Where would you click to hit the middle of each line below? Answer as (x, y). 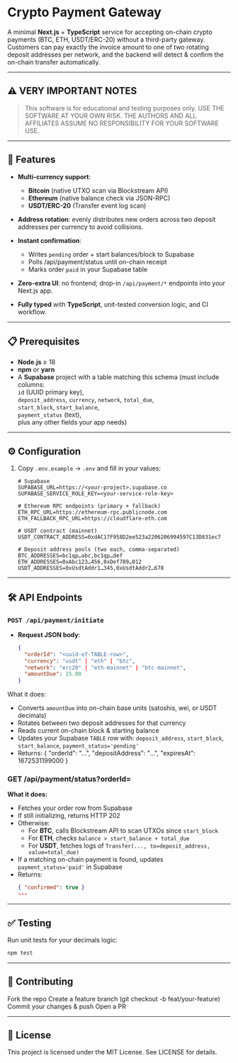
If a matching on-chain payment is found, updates (91, 860)
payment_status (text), (50, 415)
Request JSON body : (49, 634)
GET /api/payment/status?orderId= (69, 779)
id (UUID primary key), (51, 392)
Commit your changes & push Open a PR (67, 1006)
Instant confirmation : (49, 240)
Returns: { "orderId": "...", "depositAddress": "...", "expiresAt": (107, 753)
